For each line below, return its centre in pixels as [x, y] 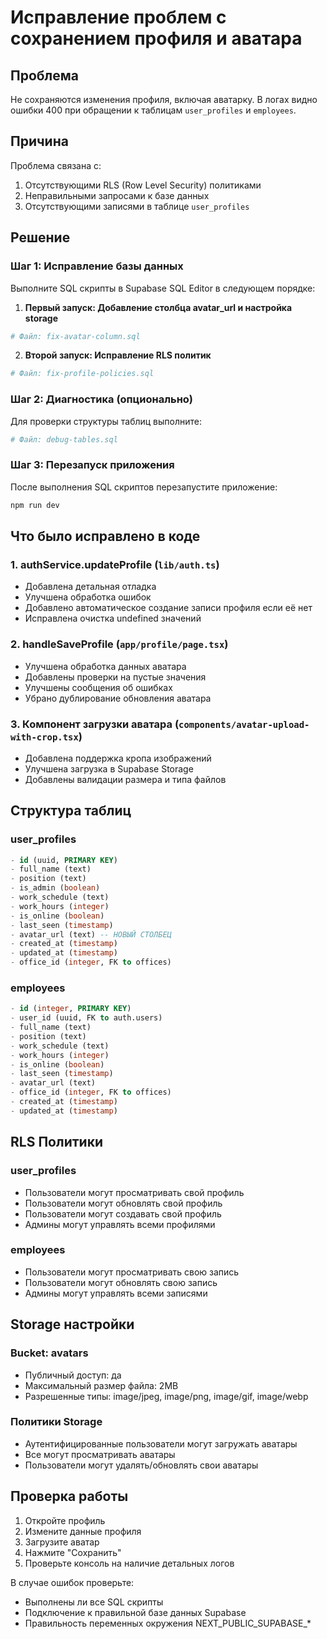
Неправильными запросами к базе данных [117, 195]
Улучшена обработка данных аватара [105, 666]
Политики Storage [56, 1422]
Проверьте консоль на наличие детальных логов [129, 1563]
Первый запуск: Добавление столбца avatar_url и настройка [158, 307]
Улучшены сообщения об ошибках [98, 687]
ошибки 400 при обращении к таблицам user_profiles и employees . [153, 110]
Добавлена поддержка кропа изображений [118, 758]
